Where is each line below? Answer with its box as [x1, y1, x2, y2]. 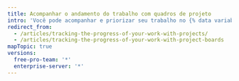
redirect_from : [7, 23, 53, 30]
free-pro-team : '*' [14, 56, 72, 63]
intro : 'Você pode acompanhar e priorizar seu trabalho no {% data [7, 17, 212, 24]
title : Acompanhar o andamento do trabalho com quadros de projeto [7, 10, 212, 18]
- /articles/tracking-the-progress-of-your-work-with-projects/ [14, 30, 208, 37]
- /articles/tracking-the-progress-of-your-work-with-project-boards [14, 37, 224, 44]
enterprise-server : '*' [14, 63, 84, 70]
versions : [7, 50, 37, 57]
